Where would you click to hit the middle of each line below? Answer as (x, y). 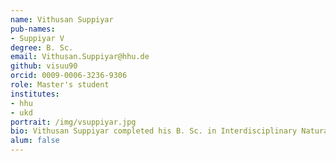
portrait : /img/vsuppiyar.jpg (73, 122)
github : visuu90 (44, 66)
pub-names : (33, 29)
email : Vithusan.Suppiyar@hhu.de (80, 57)
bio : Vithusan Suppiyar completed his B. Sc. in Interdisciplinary (154, 131)
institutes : (35, 94)
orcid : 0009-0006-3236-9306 (69, 76)
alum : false (35, 141)
